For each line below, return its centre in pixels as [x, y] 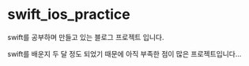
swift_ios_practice [69, 15]
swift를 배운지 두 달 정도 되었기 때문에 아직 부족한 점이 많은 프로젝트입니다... [124, 53]
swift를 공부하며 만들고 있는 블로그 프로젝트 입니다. [86, 37]
